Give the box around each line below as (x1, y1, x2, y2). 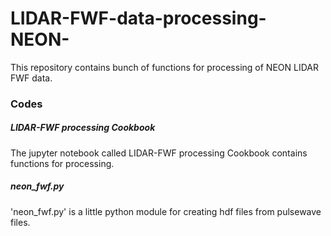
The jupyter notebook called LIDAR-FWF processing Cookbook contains (10, 147, 308, 159)
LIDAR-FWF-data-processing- (10, 7, 267, 30)
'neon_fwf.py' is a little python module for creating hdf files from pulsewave (10, 205, 322, 217)
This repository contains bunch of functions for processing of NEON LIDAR (10, 61, 319, 73)
